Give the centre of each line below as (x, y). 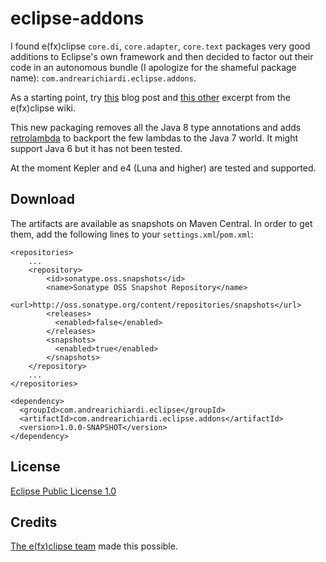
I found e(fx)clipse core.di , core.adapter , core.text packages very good (160, 46)
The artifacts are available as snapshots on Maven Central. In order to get (161, 223)
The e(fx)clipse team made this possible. (94, 546)
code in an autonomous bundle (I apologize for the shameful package (153, 67)
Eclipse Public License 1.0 (63, 491)
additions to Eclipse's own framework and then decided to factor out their (162, 56)
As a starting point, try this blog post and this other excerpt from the (150, 97)
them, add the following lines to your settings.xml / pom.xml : (132, 234)
